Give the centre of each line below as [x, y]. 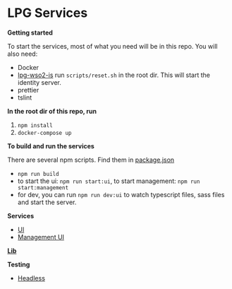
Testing [19, 264]
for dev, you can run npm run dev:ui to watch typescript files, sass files [121, 194]
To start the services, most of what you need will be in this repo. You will [112, 46]
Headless [31, 278]
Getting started [30, 33]
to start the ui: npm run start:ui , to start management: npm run [109, 181]
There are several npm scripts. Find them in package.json [91, 160]
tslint [25, 98]
